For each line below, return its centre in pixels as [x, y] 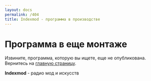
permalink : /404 [22, 15]
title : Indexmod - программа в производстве [52, 19]
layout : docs [18, 10]
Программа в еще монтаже [66, 44]
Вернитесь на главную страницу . [41, 63]
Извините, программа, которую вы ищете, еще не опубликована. [75, 58]
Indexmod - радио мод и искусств [42, 73]
